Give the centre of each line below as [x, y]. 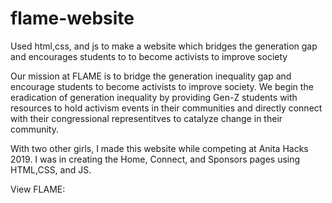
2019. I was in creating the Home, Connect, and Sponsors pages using [155, 159]
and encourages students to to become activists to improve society [149, 56]
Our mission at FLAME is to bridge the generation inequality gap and [151, 76]
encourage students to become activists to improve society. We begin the [162, 86]
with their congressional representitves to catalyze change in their [146, 118]
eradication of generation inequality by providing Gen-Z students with [154, 97]
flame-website [72, 18]
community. [34, 129]
